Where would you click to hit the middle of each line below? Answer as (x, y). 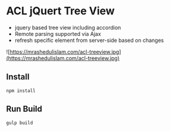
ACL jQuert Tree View (60, 11)
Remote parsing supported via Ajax (58, 33)
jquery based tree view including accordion (68, 27)
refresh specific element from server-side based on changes (89, 40)
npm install (21, 91)
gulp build (20, 123)
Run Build (24, 109)
